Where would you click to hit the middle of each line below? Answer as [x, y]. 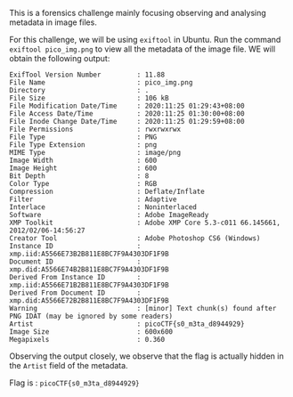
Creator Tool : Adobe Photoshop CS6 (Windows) [135, 239]
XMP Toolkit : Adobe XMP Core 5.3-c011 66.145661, [145, 223]
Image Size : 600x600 [91, 332]
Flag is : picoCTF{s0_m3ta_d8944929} [74, 383]
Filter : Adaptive [93, 199]
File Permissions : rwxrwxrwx [95, 129]
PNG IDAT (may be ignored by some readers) [91, 316]
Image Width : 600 [83, 160]
